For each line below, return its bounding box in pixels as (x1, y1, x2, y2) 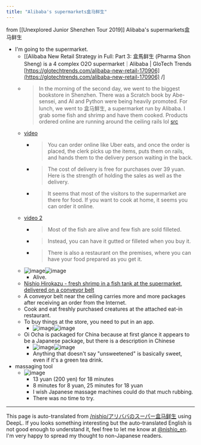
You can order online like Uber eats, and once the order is (47, 141, 190, 148)
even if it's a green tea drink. (32, 356, 103, 363)
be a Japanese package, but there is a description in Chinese (23, 337, 175, 344)
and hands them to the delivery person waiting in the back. (47, 154, 193, 161)
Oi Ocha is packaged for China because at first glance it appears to (23, 330, 190, 338)
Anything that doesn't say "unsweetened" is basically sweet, (32, 350, 182, 357)
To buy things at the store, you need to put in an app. (23, 318, 154, 325)
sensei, (38, 97, 57, 105)
